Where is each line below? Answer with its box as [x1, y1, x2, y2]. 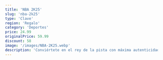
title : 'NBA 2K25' [5, 7, 42, 12]
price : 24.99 [5, 30, 32, 34]
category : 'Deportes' [5, 25, 49, 30]
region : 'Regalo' [5, 20, 40, 26]
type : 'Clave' [5, 16, 34, 21]
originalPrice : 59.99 [5, 34, 49, 39]
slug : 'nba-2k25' [5, 12, 40, 16]
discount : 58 [5, 39, 32, 44]
